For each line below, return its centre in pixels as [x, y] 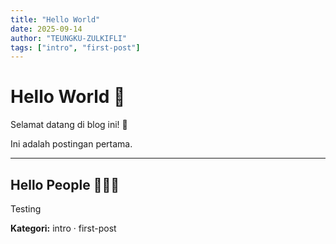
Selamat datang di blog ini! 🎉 [69, 125]
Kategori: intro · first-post [63, 228]
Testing [26, 209]
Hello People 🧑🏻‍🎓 [65, 184]
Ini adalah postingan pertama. [71, 144]
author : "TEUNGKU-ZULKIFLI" [69, 38]
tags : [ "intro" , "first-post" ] [75, 47]
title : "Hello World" [55, 19]
